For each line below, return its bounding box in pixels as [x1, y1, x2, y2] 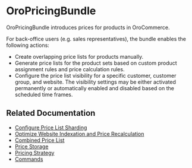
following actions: [6, 42, 49, 49]
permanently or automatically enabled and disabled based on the [14, 84, 174, 91]
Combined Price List [14, 137, 65, 144]
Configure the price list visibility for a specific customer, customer [14, 72, 177, 79]
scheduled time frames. [14, 91, 73, 98]
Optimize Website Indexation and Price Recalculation [14, 130, 144, 137]
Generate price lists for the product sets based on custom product [14, 59, 177, 66]
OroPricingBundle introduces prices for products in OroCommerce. [6, 24, 171, 31]
